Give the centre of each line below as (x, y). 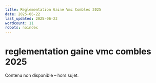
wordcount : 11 (19, 23)
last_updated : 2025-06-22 (31, 18)
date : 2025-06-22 (23, 14)
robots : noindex (21, 28)
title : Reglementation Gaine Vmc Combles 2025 (53, 9)
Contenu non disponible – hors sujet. (42, 75)
